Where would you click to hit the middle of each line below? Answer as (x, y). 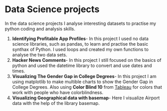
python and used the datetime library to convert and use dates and (82, 65)
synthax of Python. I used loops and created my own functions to (80, 49)
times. (19, 71)
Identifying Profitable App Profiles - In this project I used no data (80, 39)
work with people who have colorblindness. (58, 92)
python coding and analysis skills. (40, 28)
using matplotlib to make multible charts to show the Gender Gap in (82, 82)
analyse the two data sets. (40, 55)
